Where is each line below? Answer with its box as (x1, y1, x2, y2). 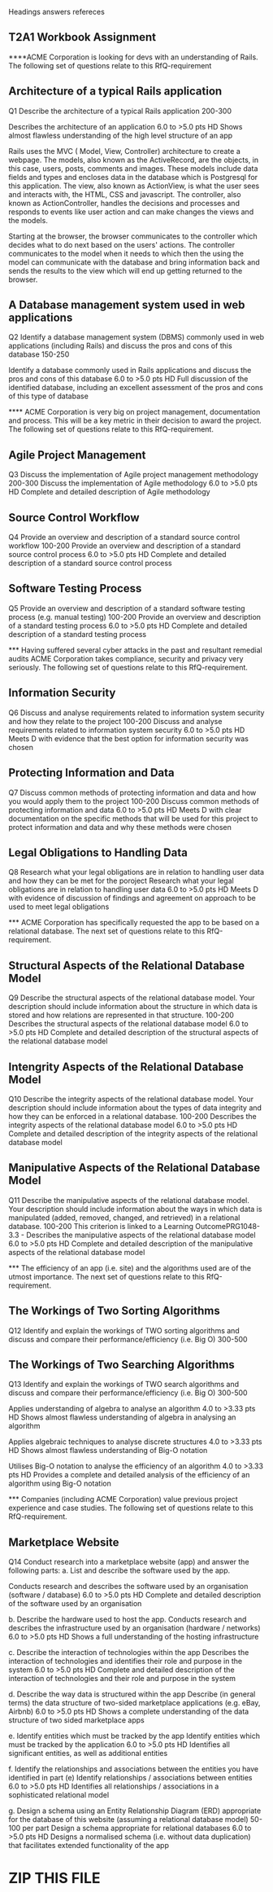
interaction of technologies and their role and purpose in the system (8, 1674, 236, 1683)
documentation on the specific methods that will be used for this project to (8, 814, 258, 823)
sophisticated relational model (8, 1790, 110, 1800)
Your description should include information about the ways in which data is (8, 1204, 262, 1214)
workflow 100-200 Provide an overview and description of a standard (8, 541, 241, 551)
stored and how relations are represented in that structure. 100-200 (8, 1010, 234, 1021)
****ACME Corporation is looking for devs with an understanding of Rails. (8, 52, 258, 62)
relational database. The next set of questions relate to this (8, 926, 206, 936)
